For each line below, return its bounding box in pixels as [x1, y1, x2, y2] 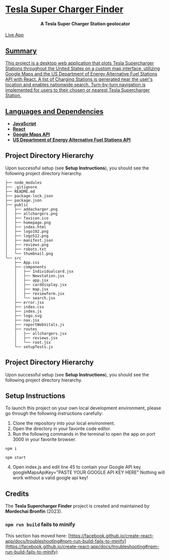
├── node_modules [5, 180, 42, 185]
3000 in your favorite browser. [12, 436, 77, 442]
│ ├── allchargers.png [5, 211, 58, 216]
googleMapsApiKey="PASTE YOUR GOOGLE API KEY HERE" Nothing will [12, 469, 165, 475]
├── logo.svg [14, 313, 42, 318]
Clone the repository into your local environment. [12, 420, 115, 427]
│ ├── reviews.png [5, 242, 49, 247]
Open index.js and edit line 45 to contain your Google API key [12, 464, 141, 470]
